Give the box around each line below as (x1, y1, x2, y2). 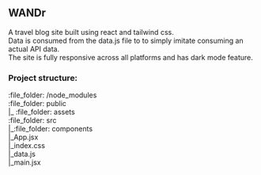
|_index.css (8, 141, 46, 150)
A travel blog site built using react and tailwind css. (8, 27, 174, 36)
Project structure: (8, 72, 78, 83)
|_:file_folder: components (8, 124, 93, 134)
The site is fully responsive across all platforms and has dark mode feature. (8, 52, 253, 62)
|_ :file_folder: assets (8, 107, 75, 117)
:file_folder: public (8, 99, 67, 108)
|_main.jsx (8, 158, 41, 167)
